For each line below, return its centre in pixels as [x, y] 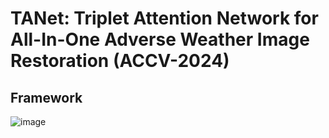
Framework [46, 97]
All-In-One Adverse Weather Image [160, 39]
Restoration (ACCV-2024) [120, 61]
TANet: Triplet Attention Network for [164, 18]
